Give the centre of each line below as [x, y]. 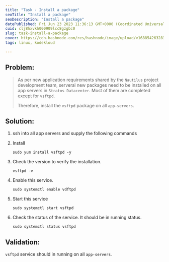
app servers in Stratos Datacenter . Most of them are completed [84, 90]
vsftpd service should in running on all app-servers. [59, 254]
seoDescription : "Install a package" [45, 19]
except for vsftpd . [36, 96]
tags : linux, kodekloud [30, 43]
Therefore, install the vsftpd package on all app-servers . [76, 105]
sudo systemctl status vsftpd [44, 227]
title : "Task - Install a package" [43, 10]
